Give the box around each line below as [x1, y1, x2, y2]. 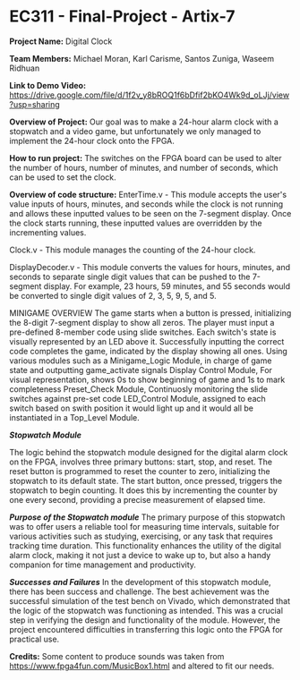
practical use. [9, 633, 60, 644]
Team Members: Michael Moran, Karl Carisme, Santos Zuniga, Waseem [9, 53, 275, 64]
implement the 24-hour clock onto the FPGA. [9, 135, 175, 146]
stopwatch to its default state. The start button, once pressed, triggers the [9, 475, 283, 486]
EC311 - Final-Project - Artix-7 [9, 6, 236, 27]
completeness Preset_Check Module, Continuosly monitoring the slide [9, 383, 269, 395]
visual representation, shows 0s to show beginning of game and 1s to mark [9, 374, 286, 385]
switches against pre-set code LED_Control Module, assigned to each [9, 393, 266, 404]
